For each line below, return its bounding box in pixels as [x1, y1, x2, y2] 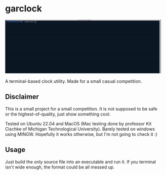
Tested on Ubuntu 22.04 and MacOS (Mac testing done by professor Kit [5, 120, 152, 126]
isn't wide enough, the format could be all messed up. [5, 164, 115, 170]
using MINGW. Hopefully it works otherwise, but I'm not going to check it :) [5, 131, 158, 137]
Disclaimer [5, 93, 39, 101]
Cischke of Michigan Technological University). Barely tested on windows [5, 126, 155, 132]
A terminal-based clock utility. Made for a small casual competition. [5, 78, 142, 84]
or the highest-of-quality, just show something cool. [5, 111, 111, 117]
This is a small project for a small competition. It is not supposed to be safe [5, 106, 158, 112]
